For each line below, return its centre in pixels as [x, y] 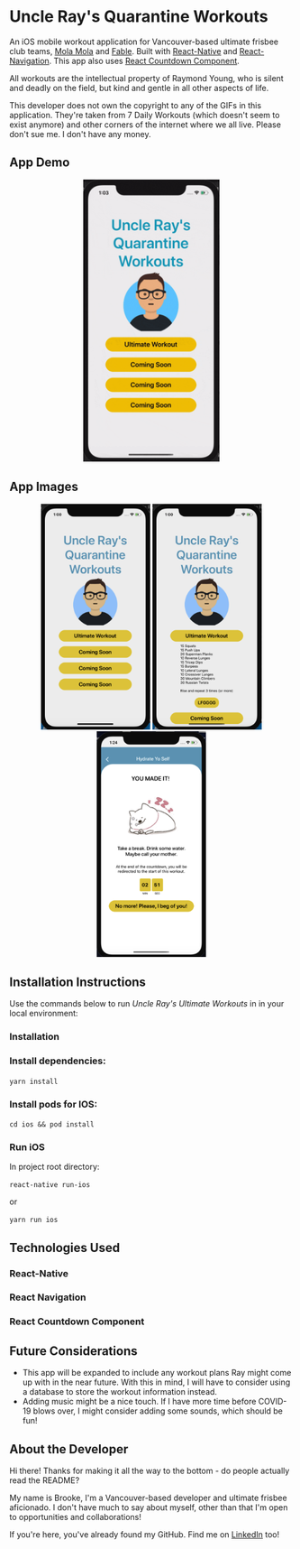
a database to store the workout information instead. [120, 1392]
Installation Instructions [78, 982]
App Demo [40, 163]
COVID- [273, 1402]
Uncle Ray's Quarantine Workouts [139, 17]
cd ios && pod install [52, 1124]
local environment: [44, 1014]
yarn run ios [34, 1220]
